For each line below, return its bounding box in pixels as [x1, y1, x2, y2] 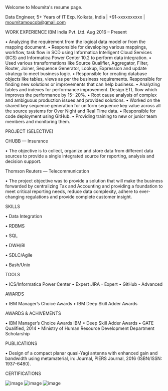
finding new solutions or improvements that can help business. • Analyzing [5, 81, 160, 87]
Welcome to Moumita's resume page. [5, 5, 83, 10]
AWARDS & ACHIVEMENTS [5, 310, 61, 316]
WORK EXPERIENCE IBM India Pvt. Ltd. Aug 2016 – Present [5, 29, 127, 35]
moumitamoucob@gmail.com [5, 20, 66, 25]
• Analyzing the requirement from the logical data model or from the [5, 39, 146, 45]
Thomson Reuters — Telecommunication [5, 168, 89, 174]
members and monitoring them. [5, 119, 70, 124]
